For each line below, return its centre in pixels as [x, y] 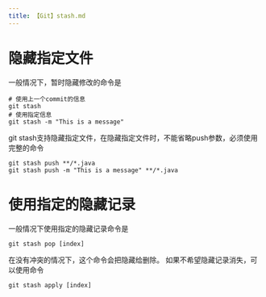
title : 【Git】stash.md [47, 16]
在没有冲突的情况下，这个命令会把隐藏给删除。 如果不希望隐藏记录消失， [129, 260]
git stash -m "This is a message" [66, 122]
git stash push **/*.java [52, 163]
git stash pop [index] [46, 244]
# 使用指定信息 [30, 115]
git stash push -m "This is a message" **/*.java [94, 170]
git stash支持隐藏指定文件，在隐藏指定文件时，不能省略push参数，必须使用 [133, 137]
